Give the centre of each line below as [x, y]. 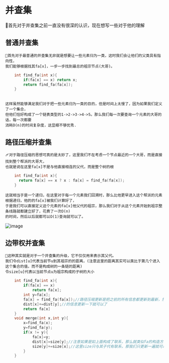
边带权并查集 [25, 243]
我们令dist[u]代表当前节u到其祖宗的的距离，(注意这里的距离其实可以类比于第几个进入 [83, 261]
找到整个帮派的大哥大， [26, 161]
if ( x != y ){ [36, 332]
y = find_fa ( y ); [38, 328]
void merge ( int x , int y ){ [41, 318]
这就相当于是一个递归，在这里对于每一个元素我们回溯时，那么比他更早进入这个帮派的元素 [84, 195]
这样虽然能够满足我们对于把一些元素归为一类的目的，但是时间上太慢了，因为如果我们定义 [84, 104]
